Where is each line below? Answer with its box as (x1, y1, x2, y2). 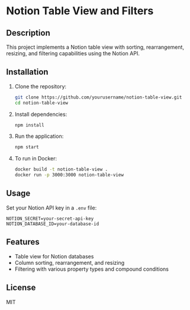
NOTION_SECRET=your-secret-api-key (6, 216, 94, 222)
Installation (6, 67, 49, 77)
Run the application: (14, 132, 64, 140)
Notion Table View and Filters (6, 4, 154, 18)
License (6, 283, 36, 293)
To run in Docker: (14, 155, 57, 162)
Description (6, 28, 50, 38)
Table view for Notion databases (14, 252, 94, 260)
